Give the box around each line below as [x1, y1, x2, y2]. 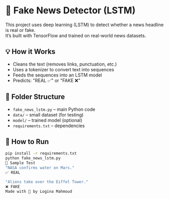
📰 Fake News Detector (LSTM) [5, 5, 136, 16]
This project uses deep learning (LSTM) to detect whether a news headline [5, 22, 164, 28]
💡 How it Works [5, 47, 55, 56]
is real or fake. [5, 27, 36, 33]
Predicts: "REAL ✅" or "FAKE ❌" [12, 77, 81, 84]
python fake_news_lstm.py [5, 156, 61, 161]
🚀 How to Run [5, 137, 49, 146]
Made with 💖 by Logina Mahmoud [5, 189, 72, 194]
